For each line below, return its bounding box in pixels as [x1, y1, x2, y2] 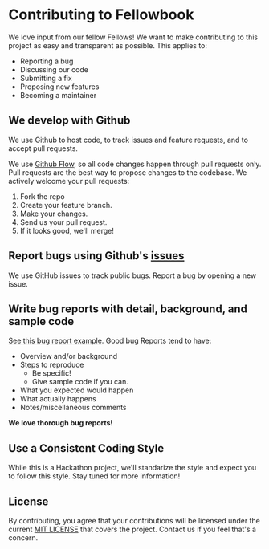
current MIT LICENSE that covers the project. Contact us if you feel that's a [8, 524, 257, 534]
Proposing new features [19, 82, 100, 91]
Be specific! [31, 368, 71, 378]
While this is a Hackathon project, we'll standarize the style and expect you [8, 463, 257, 473]
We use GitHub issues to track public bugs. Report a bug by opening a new [8, 270, 257, 280]
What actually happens [19, 394, 96, 404]
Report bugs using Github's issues [8, 249, 185, 262]
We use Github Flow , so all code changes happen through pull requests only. [8, 159, 262, 169]
